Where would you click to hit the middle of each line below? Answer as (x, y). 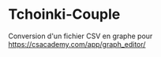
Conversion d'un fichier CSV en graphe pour (80, 36)
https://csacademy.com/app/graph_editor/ (77, 44)
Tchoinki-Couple (64, 14)
